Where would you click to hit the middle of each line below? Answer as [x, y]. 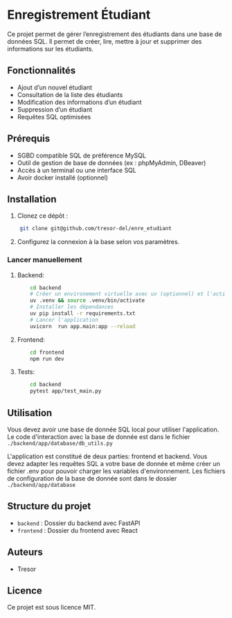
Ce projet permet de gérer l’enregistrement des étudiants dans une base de [115, 34]
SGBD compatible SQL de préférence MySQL [82, 155]
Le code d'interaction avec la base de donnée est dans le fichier [99, 436]
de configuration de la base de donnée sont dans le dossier [92, 478]
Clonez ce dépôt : [43, 216]
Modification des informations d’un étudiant [79, 102]
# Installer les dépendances [72, 307]
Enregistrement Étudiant [79, 15]
